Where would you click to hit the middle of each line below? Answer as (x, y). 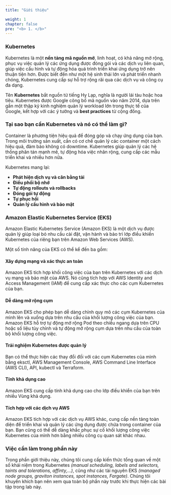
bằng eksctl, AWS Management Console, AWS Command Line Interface (81, 362)
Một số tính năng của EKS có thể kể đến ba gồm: (57, 250)
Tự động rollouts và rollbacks (44, 188)
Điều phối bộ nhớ (31, 183)
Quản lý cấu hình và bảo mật (43, 204)
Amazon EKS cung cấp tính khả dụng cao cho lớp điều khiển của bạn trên (83, 390)
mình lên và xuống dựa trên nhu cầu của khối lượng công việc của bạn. (80, 317)
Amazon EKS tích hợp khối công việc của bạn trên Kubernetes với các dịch (84, 273)
